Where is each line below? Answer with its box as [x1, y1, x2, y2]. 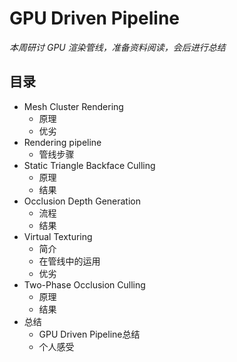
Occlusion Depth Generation [23, 195, 141, 207]
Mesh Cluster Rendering [23, 100, 124, 112]
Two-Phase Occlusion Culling [23, 278, 146, 291]
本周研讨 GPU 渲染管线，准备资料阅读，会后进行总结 [9, 41, 226, 53]
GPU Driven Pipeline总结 [38, 328, 141, 340]
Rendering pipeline [23, 136, 102, 148]
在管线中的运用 [38, 255, 101, 267]
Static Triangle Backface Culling [23, 159, 156, 171]
